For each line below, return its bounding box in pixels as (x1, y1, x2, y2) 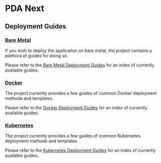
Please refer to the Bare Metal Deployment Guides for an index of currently (5, 62, 155, 68)
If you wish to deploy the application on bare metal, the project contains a (5, 47, 152, 53)
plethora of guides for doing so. (5, 53, 68, 59)
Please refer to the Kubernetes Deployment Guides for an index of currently (5, 148, 156, 153)
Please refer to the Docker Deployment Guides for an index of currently (5, 105, 147, 111)
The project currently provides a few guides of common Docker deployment (5, 90, 157, 96)
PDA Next (5, 3, 45, 14)
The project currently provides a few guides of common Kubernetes (5, 133, 141, 139)
